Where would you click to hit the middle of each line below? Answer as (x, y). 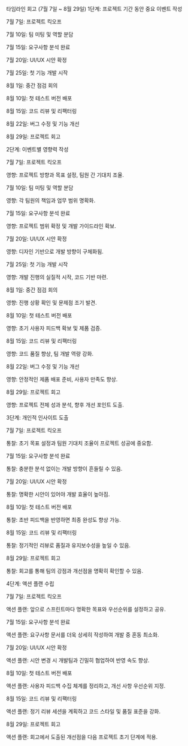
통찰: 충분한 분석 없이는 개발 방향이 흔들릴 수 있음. (64, 469)
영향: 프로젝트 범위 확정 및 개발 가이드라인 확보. (61, 226)
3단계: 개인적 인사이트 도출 (37, 417)
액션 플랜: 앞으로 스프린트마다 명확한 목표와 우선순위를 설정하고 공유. (86, 609)
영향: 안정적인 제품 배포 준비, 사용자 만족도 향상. (62, 379)
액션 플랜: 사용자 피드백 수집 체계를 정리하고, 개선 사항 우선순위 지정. (86, 686)
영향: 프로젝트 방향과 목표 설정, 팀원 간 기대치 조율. (65, 175)
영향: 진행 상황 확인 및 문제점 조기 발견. (51, 303)
